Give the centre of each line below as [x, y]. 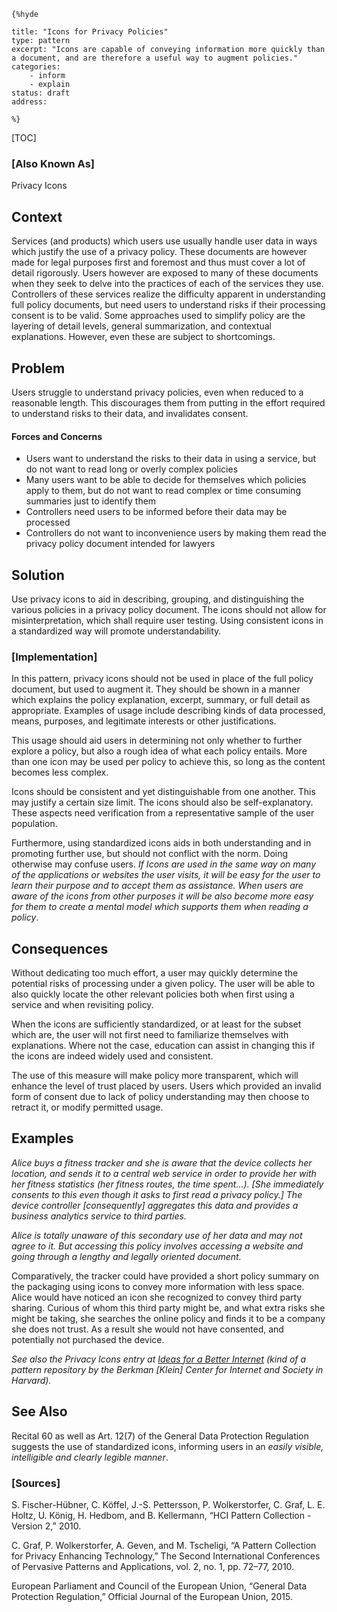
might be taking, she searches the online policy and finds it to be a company [168, 1318]
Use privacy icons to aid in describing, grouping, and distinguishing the [158, 599]
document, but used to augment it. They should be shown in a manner [156, 689]
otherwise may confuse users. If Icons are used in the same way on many [164, 864]
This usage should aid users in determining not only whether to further [157, 741]
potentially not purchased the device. [88, 1339]
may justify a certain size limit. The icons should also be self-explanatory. [162, 802]
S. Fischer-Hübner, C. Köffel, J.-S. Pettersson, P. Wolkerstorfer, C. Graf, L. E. [168, 1504]
